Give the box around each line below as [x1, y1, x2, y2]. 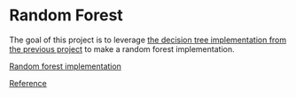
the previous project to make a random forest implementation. [9, 43, 235, 54]
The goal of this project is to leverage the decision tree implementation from [9, 34, 287, 45]
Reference [9, 78, 47, 88]
